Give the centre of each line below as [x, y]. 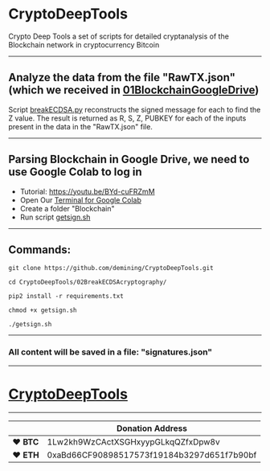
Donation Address [151, 428]
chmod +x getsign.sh [43, 310]
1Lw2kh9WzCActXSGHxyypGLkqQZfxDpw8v [133, 441]
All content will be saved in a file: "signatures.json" [110, 352]
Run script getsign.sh [55, 217]
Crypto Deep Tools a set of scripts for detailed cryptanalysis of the [119, 36]
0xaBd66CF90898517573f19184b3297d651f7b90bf [152, 455]
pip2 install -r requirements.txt [66, 297]
